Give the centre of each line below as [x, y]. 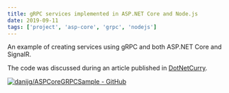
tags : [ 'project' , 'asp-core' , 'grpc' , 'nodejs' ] [82, 27]
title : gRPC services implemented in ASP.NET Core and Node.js [103, 14]
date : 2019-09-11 [33, 20]
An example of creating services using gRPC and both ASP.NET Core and [114, 47]
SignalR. [19, 54]
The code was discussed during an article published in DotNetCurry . [107, 68]
